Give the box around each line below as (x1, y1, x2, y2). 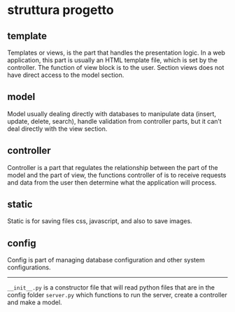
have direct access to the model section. (7, 71, 124, 79)
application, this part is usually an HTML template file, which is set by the (7, 56, 218, 64)
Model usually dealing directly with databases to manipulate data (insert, (7, 109, 217, 118)
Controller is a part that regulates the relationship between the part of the (7, 163, 218, 171)
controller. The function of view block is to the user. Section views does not (7, 64, 225, 71)
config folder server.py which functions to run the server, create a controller (7, 291, 227, 299)
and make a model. (7, 298, 62, 306)
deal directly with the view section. (7, 125, 108, 133)
